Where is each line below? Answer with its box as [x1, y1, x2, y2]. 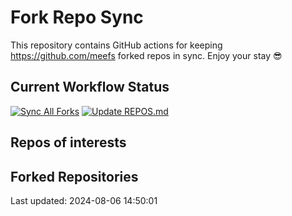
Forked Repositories [10, 168, 139, 185]
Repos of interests [10, 134, 127, 151]
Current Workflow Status [10, 79, 170, 96]
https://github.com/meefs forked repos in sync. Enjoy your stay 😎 [10, 49, 283, 61]
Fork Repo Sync [10, 6, 144, 29]
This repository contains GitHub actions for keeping [10, 39, 223, 51]
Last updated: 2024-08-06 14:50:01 [10, 194, 158, 206]
